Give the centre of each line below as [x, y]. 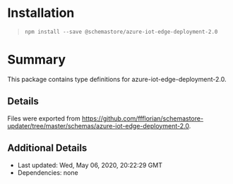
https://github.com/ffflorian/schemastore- [142, 118]
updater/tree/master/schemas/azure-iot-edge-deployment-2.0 [98, 125]
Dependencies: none [48, 172]
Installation [41, 13]
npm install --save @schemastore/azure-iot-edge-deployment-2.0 [121, 32]
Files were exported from [44, 118]
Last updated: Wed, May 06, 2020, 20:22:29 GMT [90, 165]
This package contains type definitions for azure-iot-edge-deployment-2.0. [117, 79]
